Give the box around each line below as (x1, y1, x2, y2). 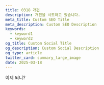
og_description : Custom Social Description (5, 46, 99, 51)
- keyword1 (10, 31, 33, 36)
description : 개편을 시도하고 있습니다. (5, 12, 81, 17)
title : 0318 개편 (5, 7, 40, 13)
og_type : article (5, 50, 42, 55)
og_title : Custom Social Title (5, 41, 72, 46)
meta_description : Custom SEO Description (5, 22, 97, 27)
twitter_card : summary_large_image (5, 55, 81, 60)
